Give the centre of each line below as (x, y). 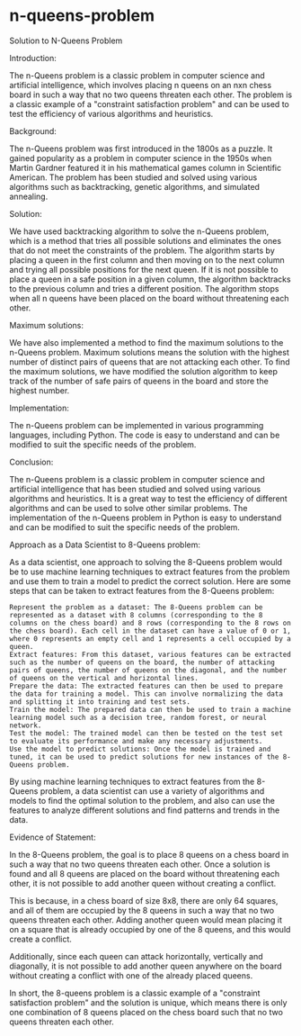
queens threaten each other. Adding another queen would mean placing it (146, 920)
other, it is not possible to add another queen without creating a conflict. (143, 883)
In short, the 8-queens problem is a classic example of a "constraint (135, 993)
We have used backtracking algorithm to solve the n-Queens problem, (139, 231)
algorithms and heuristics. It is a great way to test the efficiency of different (148, 498)
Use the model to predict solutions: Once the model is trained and (140, 749)
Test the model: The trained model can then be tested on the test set (146, 733)
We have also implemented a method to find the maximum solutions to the (146, 342)
